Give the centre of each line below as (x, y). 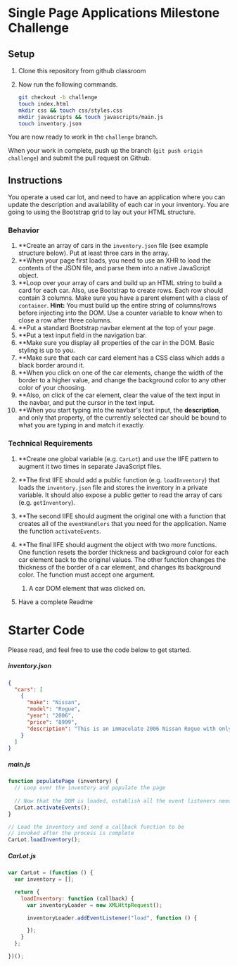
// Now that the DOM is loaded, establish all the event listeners (115, 801)
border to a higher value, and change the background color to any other (122, 380)
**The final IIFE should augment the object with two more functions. (117, 544)
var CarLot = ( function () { (51, 873)
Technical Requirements (51, 444)
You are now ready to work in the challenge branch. (83, 137)
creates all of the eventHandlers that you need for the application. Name (122, 523)
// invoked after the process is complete (71, 833)
